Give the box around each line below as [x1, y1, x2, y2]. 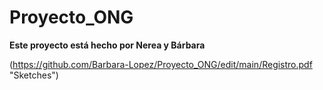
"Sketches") [9, 69, 59, 81]
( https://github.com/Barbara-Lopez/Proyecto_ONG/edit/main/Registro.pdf [9, 58, 313, 70]
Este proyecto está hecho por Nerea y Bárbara [9, 39, 206, 51]
